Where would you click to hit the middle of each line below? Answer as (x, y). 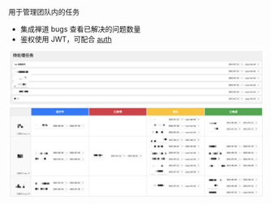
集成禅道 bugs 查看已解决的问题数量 (80, 29)
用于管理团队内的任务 (44, 12)
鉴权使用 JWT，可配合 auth (66, 39)
